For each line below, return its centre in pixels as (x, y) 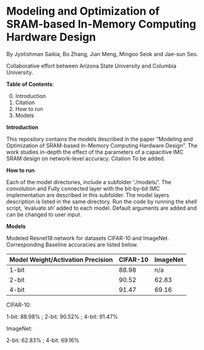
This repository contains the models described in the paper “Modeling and (100, 139)
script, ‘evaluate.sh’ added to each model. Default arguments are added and (101, 208)
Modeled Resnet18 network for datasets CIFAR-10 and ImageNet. (88, 238)
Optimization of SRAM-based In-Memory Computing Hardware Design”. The (102, 145)
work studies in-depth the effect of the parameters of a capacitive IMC (95, 152)
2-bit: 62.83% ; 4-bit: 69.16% (43, 340)
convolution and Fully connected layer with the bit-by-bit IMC (83, 188)
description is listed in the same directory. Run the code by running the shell (102, 201)
